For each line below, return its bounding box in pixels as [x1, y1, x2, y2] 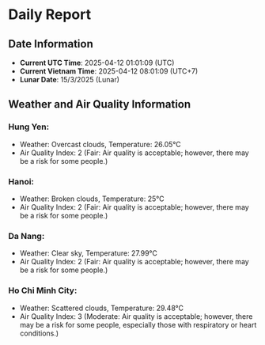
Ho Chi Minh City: [8, 285, 78, 296]
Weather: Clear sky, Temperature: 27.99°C [19, 248, 158, 258]
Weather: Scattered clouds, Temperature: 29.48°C [19, 303, 184, 313]
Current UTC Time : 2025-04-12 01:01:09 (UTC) [19, 58, 175, 67]
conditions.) [19, 328, 59, 338]
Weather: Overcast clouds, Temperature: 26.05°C [19, 139, 181, 149]
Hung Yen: [8, 121, 50, 132]
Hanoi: [8, 176, 34, 187]
